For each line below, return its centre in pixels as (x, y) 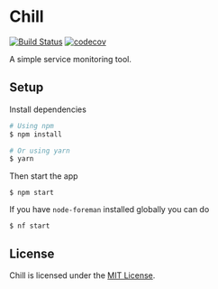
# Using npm (32, 126)
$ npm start (32, 193)
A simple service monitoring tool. (71, 59)
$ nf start (30, 226)
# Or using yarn (40, 151)
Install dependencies (48, 109)
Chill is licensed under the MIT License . (82, 275)
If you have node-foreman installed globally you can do (109, 210)
